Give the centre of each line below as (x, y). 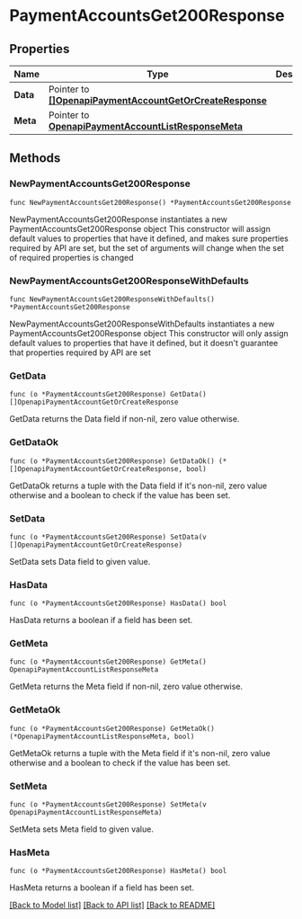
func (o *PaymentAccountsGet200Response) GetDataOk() (112, 461)
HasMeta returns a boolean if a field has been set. (102, 888)
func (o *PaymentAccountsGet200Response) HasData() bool (118, 603)
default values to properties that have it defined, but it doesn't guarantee (144, 343)
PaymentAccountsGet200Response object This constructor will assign (140, 228)
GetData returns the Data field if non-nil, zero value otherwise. (124, 419)
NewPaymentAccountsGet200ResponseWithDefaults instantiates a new (142, 324)
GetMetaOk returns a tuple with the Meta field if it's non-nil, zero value (140, 753)
